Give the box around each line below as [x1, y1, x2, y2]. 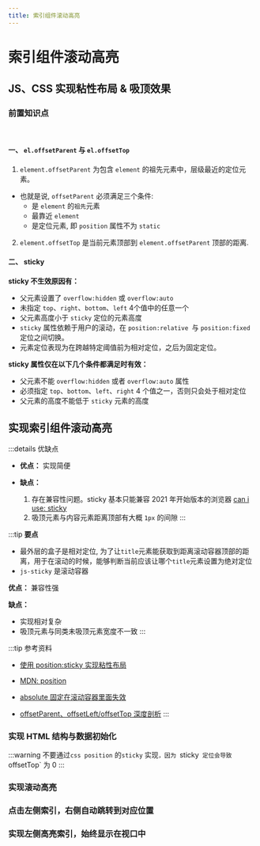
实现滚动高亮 [8, 781, 58, 792]
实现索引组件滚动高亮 [8, 421, 112, 435]
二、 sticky [8, 257, 45, 267]
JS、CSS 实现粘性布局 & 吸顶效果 [8, 82, 171, 96]
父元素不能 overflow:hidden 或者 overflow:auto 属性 [19, 376, 190, 385]
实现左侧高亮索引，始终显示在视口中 [8, 828, 146, 839]
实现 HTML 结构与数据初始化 [8, 730, 117, 742]
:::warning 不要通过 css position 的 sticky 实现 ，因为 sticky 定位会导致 [8, 750, 232, 760]
